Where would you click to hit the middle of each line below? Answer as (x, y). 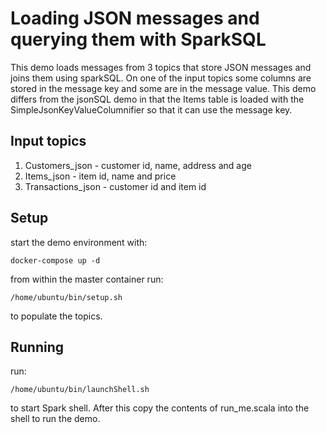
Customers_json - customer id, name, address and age (138, 165)
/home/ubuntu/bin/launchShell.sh (80, 390)
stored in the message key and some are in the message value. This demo (163, 88)
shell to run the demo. (55, 419)
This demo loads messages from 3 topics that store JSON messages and (161, 67)
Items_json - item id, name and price (100, 176)
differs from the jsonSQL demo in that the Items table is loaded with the (157, 99)
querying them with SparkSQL (138, 39)
